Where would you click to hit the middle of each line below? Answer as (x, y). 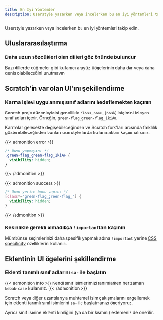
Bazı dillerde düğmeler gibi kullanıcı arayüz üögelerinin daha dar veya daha (80, 68)
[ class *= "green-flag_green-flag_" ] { (43, 197)
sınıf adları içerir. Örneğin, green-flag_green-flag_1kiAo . (61, 118)
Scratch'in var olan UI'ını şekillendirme (65, 88)
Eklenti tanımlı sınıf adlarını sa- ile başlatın (56, 272)
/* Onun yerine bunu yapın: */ (37, 192)
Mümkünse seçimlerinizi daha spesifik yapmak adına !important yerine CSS (81, 238)
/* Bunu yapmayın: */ (27, 151)
